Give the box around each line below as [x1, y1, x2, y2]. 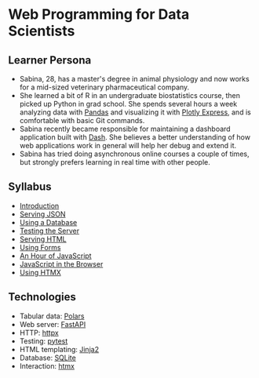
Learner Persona [8, 53, 92, 67]
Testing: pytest [19, 336, 68, 346]
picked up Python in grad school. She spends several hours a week [19, 100, 238, 108]
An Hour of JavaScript [19, 251, 92, 260]
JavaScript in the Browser [19, 259, 104, 268]
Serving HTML [19, 234, 67, 244]
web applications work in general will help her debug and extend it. [19, 141, 237, 150]
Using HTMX [19, 267, 61, 277]
